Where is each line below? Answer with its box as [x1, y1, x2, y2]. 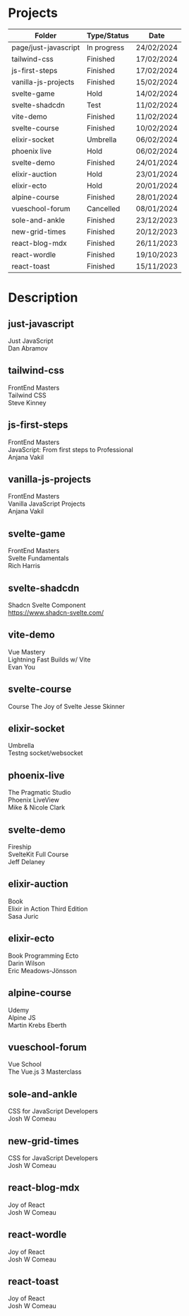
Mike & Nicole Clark [8, 803, 66, 812]
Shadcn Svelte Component [8, 601, 86, 609]
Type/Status [86, 30, 130, 40]
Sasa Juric [8, 912, 39, 920]
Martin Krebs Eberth [8, 1021, 67, 1029]
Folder [35, 30, 57, 40]
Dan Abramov [8, 344, 48, 352]
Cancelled [86, 203, 121, 213]
